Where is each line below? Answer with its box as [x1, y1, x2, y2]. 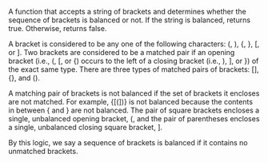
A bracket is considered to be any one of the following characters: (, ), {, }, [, [8, 39, 260, 49]
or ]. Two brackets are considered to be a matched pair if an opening [8, 48, 235, 57]
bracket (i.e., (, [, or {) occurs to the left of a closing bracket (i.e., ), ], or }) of [8, 56, 259, 65]
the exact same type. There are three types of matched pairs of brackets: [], [8, 65, 259, 74]
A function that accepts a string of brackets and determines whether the [8, 7, 246, 16]
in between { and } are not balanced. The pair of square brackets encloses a [8, 105, 260, 115]
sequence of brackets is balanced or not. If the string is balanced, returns [8, 15, 250, 25]
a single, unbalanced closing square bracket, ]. [8, 123, 162, 132]
